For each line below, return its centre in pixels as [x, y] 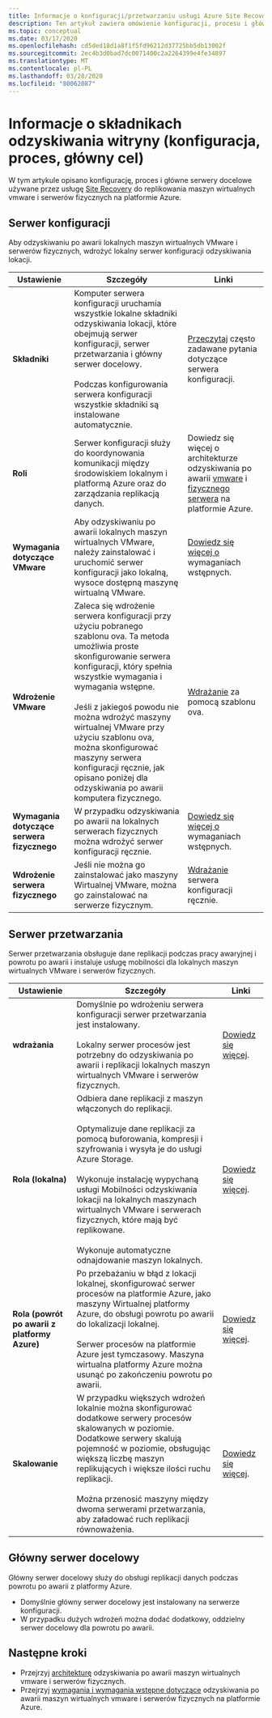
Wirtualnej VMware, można [125, 885]
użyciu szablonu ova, [114, 737]
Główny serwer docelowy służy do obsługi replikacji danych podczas [123, 1577]
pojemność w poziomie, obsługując [144, 1449]
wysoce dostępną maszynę [126, 583]
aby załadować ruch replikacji [133, 1520]
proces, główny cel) [76, 158]
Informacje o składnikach [95, 123]
